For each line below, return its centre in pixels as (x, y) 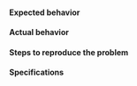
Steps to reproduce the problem (69, 52)
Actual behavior (39, 32)
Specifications (37, 72)
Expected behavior (45, 12)
